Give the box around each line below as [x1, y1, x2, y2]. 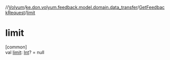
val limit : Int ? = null [5, 49, 45, 55]
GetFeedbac [139, 5, 165, 10]
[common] [5, 44, 27, 50]
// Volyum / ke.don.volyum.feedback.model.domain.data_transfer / [5, 5, 139, 10]
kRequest [5, 10, 25, 16]
